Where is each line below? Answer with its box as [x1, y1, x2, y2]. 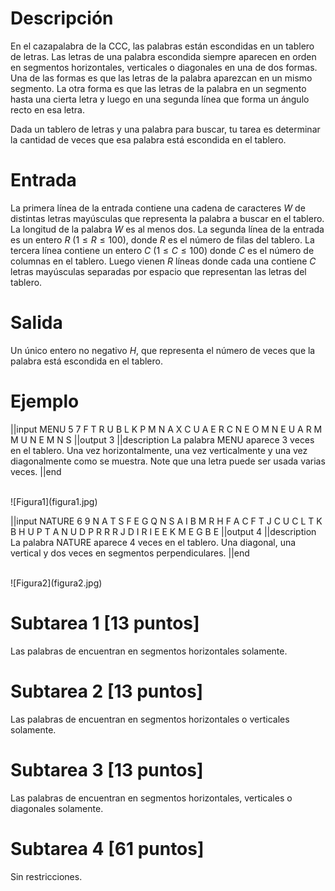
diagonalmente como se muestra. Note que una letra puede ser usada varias [10, 455, 326, 467]
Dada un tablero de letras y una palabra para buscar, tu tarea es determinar [10, 123, 321, 135]
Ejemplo [10, 390, 80, 412]
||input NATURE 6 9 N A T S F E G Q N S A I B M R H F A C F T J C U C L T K [10, 515, 323, 527]
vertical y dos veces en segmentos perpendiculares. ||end [10, 547, 250, 559]
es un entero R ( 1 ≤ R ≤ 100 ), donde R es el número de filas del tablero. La [10, 233, 315, 246]
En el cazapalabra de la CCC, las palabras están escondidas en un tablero [10, 40, 315, 52]
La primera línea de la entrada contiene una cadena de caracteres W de [10, 202, 306, 214]
